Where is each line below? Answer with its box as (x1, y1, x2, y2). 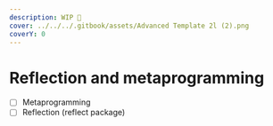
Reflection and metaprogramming (9, 67, 265, 88)
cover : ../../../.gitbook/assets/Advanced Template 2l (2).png (9, 21, 250, 30)
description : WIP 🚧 (9, 12, 82, 22)
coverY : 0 (9, 29, 46, 38)
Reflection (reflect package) (21, 107, 126, 118)
